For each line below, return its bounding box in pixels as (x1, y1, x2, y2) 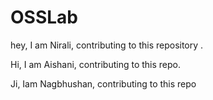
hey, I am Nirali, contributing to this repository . (10, 39, 204, 51)
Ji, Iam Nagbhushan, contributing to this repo (10, 77, 197, 90)
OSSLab (10, 6, 78, 29)
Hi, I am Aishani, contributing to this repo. (10, 58, 182, 70)
